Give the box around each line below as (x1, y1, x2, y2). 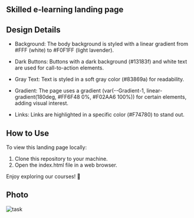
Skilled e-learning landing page (6, 5, 124, 15)
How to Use (6, 128, 50, 138)
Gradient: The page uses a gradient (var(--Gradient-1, (14, 87, 146, 94)
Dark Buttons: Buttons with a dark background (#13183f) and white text (14, 58, 188, 65)
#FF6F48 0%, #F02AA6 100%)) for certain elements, (58, 94, 187, 101)
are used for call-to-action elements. (14, 64, 104, 71)
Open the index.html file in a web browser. (14, 161, 118, 169)
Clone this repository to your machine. (14, 156, 108, 163)
